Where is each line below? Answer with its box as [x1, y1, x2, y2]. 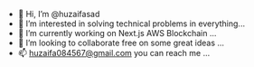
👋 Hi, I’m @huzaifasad [17, 9, 100, 19]
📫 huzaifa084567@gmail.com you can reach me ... [17, 48, 211, 58]
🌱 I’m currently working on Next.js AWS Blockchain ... [17, 28, 217, 38]
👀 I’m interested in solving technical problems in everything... [17, 18, 246, 29]
